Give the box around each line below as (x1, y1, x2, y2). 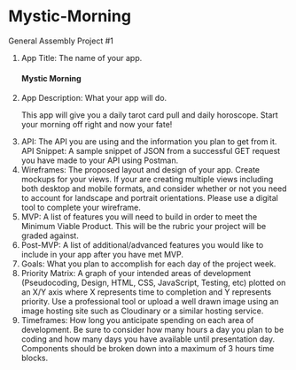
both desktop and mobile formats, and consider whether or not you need (20, 183, 287, 194)
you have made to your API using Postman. (20, 155, 179, 166)
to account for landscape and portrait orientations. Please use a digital (20, 193, 278, 204)
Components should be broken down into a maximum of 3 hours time (20, 343, 275, 354)
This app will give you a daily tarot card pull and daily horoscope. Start (20, 110, 278, 120)
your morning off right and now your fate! (20, 119, 173, 130)
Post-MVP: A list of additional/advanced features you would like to (20, 240, 264, 251)
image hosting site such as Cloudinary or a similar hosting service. (20, 305, 264, 316)
